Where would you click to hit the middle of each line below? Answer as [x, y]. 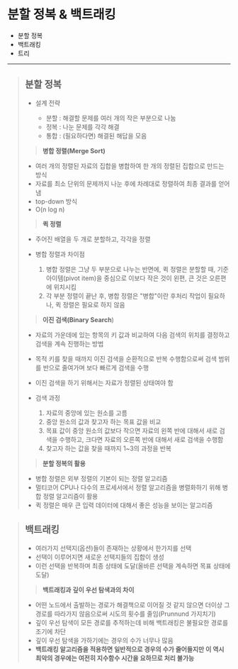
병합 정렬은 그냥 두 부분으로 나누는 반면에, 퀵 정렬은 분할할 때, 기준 [137, 269]
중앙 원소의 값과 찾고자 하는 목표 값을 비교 [103, 421]
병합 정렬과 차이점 [60, 254]
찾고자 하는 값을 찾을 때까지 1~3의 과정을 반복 [109, 448]
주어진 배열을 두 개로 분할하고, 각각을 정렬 [93, 239]
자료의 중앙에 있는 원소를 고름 [86, 413]
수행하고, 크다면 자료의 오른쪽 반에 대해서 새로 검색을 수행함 [141, 439]
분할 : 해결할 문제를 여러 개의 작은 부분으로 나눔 [111, 118]
